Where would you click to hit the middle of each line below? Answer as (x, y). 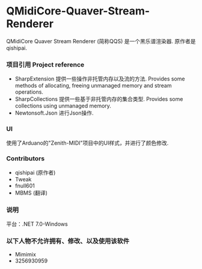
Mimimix (25, 255)
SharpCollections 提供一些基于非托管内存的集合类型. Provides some (99, 99)
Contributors (26, 159)
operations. (29, 92)
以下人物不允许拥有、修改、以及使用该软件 (68, 241)
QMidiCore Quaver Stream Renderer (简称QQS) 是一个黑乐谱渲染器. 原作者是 (101, 41)
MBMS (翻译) (31, 193)
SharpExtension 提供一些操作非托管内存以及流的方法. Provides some (100, 79)
